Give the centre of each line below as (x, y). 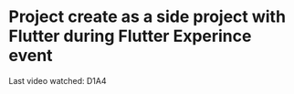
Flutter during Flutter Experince (130, 36)
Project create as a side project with (147, 17)
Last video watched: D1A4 (58, 80)
